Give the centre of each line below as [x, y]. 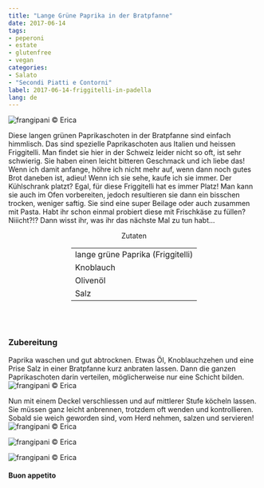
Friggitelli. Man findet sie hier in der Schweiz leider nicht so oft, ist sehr [125, 153]
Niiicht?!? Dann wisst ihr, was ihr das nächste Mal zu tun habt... [112, 220]
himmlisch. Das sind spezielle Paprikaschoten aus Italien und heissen [122, 144]
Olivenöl [90, 280]
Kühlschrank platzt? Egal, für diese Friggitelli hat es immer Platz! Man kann [131, 186]
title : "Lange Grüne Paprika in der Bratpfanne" [91, 16]
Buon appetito [32, 475]
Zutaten [134, 236]
